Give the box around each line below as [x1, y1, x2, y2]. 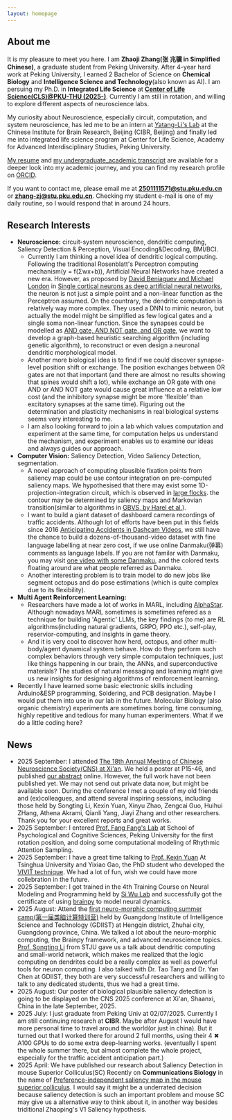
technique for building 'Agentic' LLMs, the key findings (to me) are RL [27, 615, 226, 624]
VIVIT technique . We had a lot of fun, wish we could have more [17, 868, 197, 876]
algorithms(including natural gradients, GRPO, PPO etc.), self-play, [27, 623, 217, 631]
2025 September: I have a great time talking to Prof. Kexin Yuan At [17, 853, 206, 862]
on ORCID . [7, 171, 37, 179]
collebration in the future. [17, 876, 90, 884]
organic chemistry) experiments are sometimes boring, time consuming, [17, 704, 223, 712]
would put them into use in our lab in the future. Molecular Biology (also [17, 696, 222, 705]
